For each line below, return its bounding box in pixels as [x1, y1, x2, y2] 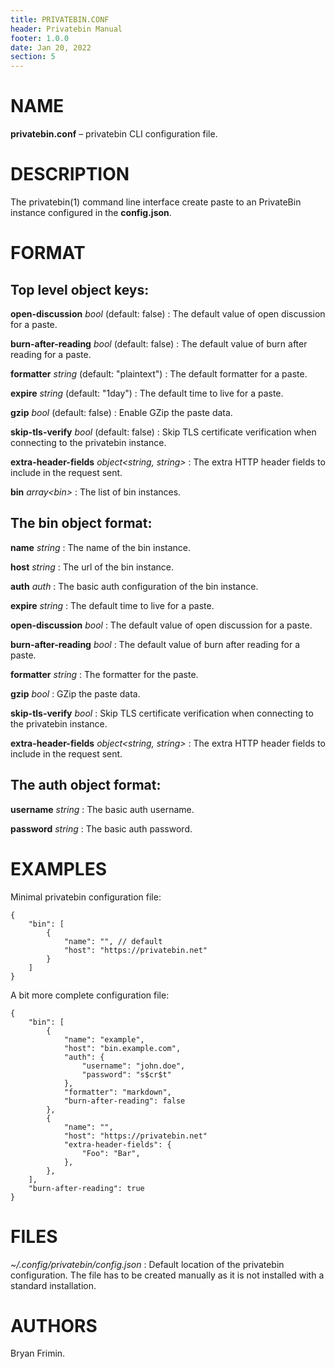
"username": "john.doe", [81, 1061, 186, 1071]
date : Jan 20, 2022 [10, 42, 92, 53]
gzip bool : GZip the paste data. [10, 687, 141, 700]
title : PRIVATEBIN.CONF [10, 14, 110, 25]
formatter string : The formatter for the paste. [10, 668, 199, 680]
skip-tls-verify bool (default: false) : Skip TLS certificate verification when [10, 426, 317, 438]
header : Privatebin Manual [10, 24, 123, 34]
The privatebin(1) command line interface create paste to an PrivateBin [10, 196, 302, 208]
